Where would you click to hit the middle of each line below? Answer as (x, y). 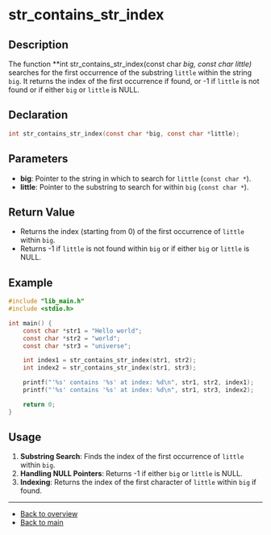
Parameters (38, 159)
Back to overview (49, 514)
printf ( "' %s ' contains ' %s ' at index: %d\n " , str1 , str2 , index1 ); (138, 382)
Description (38, 45)
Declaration (38, 115)
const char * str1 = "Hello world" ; (83, 331)
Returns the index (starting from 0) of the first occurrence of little (132, 232)
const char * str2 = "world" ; (72, 338)
